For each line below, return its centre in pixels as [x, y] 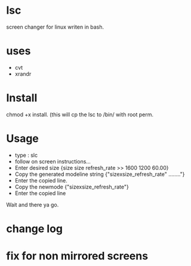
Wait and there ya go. [33, 205]
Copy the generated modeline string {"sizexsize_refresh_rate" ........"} [100, 174]
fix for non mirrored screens [77, 256]
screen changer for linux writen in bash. [55, 27]
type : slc [26, 155]
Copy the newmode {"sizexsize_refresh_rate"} [72, 187]
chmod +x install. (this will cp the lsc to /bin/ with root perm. [80, 115]
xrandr [23, 74]
